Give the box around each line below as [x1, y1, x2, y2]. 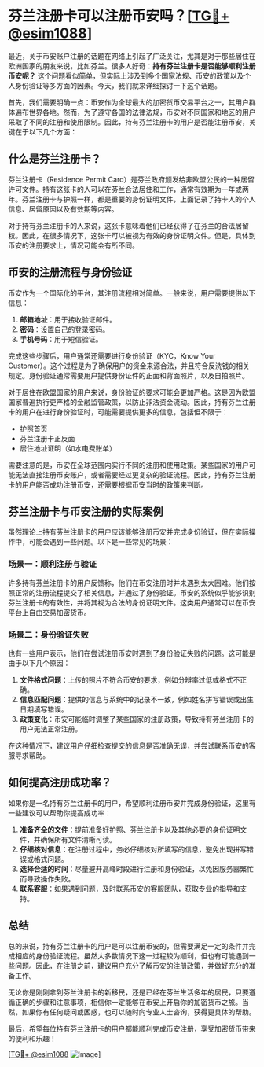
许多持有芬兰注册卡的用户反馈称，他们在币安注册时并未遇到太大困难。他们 [8, 578, 249, 587]
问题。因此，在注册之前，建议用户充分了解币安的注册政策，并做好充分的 [14, 961, 249, 970]
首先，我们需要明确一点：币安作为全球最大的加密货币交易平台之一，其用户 [8, 98, 249, 107]
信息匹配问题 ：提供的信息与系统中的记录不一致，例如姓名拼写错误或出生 [19, 694, 254, 704]
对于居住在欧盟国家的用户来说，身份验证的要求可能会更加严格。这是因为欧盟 [8, 387, 256, 397]
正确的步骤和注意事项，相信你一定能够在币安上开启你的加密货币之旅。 [14, 997, 242, 1006]
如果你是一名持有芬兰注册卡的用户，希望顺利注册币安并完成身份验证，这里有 [8, 798, 256, 808]
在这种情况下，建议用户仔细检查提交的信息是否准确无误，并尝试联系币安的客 [8, 741, 256, 750]
